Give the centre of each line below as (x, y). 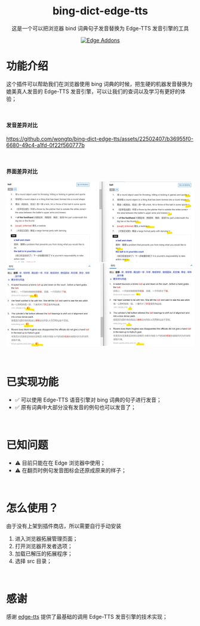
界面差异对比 (22, 171)
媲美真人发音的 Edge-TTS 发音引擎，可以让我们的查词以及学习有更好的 (93, 91)
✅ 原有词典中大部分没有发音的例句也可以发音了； (75, 407)
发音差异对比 (22, 125)
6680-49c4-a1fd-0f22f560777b (45, 145)
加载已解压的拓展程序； (44, 553)
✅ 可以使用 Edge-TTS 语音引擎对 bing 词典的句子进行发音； (88, 400)
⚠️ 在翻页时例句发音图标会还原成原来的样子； (71, 470)
